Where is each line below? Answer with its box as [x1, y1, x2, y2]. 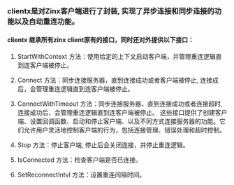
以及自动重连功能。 [14, 16, 79, 26]
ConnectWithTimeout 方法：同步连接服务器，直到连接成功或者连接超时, [17, 100, 223, 108]
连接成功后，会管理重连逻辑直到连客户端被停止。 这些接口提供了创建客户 [17, 109, 228, 117]
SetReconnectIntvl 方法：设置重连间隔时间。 [17, 170, 146, 179]
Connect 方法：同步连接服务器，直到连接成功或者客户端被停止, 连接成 [17, 76, 219, 85]
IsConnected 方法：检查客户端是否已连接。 [17, 156, 142, 164]
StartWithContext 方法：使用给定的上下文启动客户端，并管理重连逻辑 [17, 53, 216, 61]
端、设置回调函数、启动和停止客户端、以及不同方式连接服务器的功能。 [17, 117, 220, 125]
